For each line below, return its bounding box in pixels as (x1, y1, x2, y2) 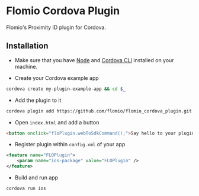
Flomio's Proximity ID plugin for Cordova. (6, 24, 107, 31)
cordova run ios (6, 185, 46, 191)
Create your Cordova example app (14, 74, 99, 81)
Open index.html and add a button (14, 118, 99, 126)
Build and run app (14, 174, 58, 181)
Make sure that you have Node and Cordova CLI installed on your (14, 56, 174, 63)
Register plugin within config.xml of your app (14, 141, 126, 148)
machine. (14, 63, 38, 70)
